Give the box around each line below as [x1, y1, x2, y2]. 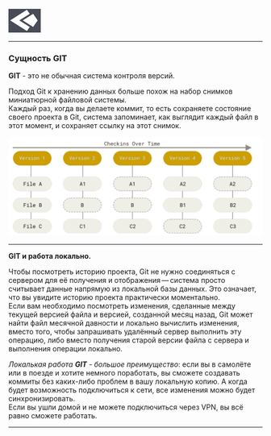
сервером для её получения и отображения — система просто [8, 276, 226, 285]
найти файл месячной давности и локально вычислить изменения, [8, 318, 240, 328]
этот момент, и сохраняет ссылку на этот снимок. [8, 121, 181, 131]
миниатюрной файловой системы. [8, 95, 127, 105]
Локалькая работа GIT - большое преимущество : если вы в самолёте [8, 359, 252, 369]
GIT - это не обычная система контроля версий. [8, 71, 175, 81]
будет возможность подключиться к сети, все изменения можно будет [8, 385, 256, 395]
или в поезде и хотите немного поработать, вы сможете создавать [8, 368, 240, 378]
